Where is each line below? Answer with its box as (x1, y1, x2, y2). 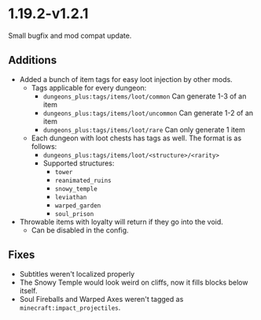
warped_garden (54, 202, 101, 210)
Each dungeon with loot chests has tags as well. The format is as (31, 133, 242, 143)
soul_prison (54, 210, 94, 218)
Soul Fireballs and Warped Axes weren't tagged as (19, 294, 184, 303)
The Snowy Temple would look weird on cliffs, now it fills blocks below (19, 277, 248, 287)
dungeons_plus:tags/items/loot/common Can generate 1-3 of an (42, 91, 247, 101)
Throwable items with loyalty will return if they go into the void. (19, 217, 224, 226)
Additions (8, 54, 57, 67)
